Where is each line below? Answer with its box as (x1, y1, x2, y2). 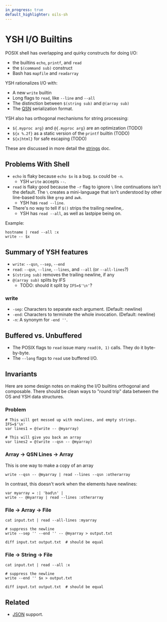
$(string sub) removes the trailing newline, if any (12, 272, 115, 278)
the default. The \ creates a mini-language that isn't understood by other (12, 189, 162, 195)
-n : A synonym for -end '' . (12, 317, 68, 323)
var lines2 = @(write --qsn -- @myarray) (5, 439, 93, 444)
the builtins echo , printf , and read (12, 60, 82, 66)
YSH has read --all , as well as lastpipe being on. (19, 211, 122, 217)
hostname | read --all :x (5, 230, 59, 235)
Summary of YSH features (5, 248, 88, 256)
